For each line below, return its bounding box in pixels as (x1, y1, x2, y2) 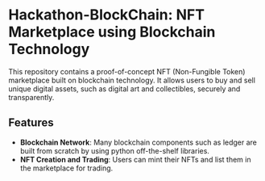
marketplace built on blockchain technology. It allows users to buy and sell (8, 75, 256, 85)
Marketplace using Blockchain (8, 23, 216, 41)
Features (8, 116, 54, 130)
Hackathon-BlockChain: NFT (8, 6, 205, 24)
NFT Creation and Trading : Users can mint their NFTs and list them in (19, 154, 251, 164)
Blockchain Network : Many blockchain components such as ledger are (19, 137, 258, 147)
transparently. (8, 92, 55, 102)
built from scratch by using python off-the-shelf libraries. (19, 145, 209, 155)
